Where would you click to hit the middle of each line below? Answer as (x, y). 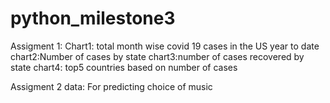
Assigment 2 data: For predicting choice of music (111, 86)
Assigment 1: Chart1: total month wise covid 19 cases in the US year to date (165, 46)
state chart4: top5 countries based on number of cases (124, 67)
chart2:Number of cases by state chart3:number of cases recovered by (157, 56)
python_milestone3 (93, 18)
